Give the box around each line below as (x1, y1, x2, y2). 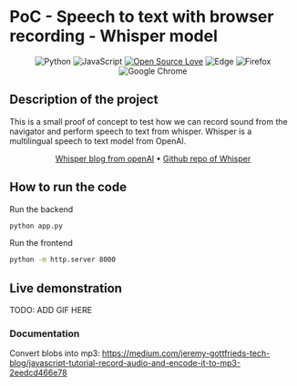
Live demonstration (9, 280, 123, 296)
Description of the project (9, 92, 159, 107)
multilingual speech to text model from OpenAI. (9, 135, 187, 147)
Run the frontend (9, 238, 73, 249)
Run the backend (9, 203, 74, 215)
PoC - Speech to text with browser (9, 6, 274, 27)
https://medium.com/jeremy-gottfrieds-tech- (101, 348, 271, 359)
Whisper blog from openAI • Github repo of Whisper (55, 153, 251, 164)
